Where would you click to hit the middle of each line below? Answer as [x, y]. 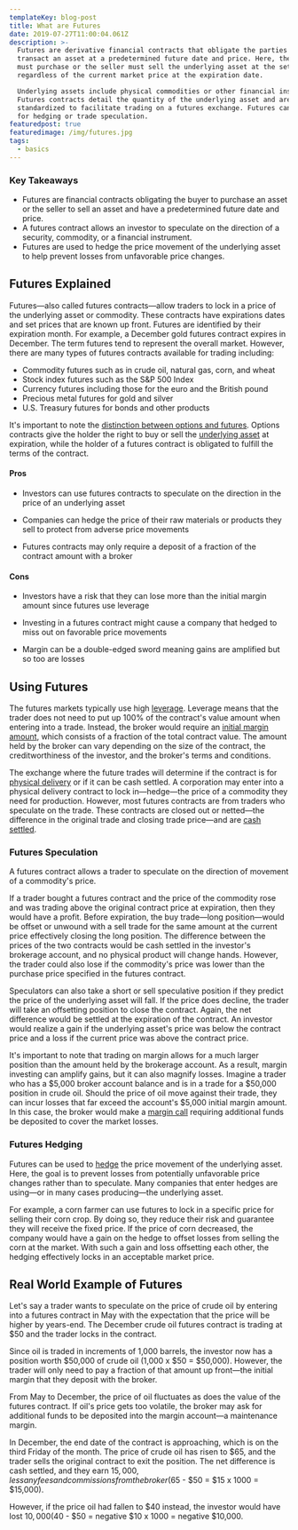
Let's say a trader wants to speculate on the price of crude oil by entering [143, 1306]
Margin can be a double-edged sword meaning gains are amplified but [151, 649]
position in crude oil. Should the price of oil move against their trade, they [143, 1093]
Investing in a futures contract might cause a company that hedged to [149, 623]
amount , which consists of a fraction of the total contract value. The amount [148, 737]
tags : [19, 141]
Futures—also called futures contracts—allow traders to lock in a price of [143, 305]
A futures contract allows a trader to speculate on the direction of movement [149, 872]
